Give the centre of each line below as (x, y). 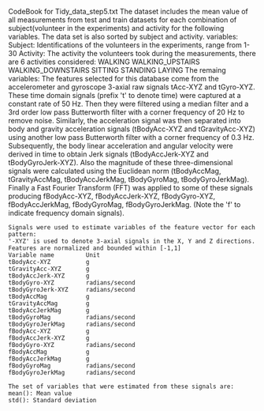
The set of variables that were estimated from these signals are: (121, 386)
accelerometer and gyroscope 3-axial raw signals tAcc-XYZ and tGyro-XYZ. (132, 87)
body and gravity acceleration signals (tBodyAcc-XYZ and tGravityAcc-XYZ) (132, 129)
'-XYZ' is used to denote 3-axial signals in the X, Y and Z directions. (132, 241)
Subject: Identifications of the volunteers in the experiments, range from (125, 45)
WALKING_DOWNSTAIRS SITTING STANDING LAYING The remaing (117, 70)
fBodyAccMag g (49, 352)
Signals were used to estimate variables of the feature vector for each (132, 228)
